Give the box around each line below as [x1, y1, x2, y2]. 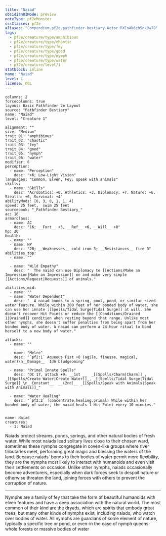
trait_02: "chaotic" [5, 138, 48, 143]
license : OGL [5, 81, 32, 86]
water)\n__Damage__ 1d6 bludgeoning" [5, 359, 85, 364]
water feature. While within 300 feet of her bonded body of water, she [5, 303, 158, 308]
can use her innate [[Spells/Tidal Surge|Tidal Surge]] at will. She [5, 307, 152, 312]
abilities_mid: [5, 285, 37, 290]
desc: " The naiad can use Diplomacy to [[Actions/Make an [14, 268, 140, 273]
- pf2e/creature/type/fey [9, 44, 63, 49]
